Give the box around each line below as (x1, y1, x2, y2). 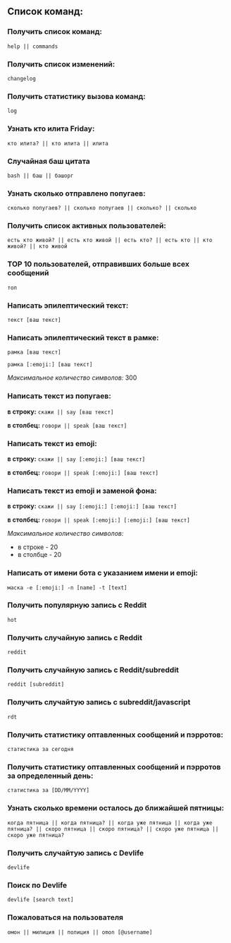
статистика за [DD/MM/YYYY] (7, 787, 90, 794)
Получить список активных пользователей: (7, 221, 167, 231)
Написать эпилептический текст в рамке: (7, 332, 160, 342)
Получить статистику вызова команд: (7, 91, 146, 101)
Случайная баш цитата (7, 156, 90, 166)
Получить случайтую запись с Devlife (7, 848, 144, 858)
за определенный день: (7, 771, 94, 781)
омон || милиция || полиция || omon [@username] (7, 928, 153, 936)
